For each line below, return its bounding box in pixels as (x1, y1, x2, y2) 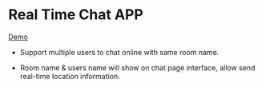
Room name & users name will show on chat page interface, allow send (19, 62, 256, 73)
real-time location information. (19, 71, 120, 81)
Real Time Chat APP (8, 6, 144, 24)
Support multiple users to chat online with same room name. (19, 47, 220, 57)
